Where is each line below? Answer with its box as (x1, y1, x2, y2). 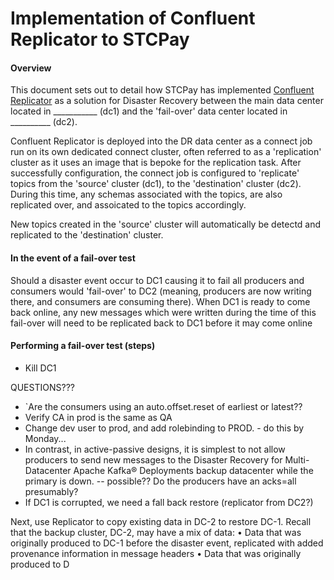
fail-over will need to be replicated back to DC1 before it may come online (10, 317, 313, 329)
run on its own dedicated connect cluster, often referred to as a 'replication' (10, 146, 322, 158)
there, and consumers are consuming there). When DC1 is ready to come (10, 295, 311, 307)
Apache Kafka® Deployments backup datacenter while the (73, 464, 314, 476)
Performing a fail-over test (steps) (10, 340, 156, 352)
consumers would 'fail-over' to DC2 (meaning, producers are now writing (10, 285, 312, 297)
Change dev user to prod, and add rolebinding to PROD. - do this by (24, 422, 305, 434)
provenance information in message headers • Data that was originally (10, 547, 302, 559)
